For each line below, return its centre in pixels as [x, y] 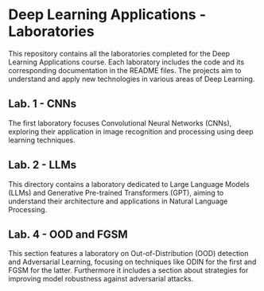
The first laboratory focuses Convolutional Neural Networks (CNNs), [120, 123]
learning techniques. [42, 140]
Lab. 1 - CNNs [43, 104]
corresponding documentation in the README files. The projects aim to [125, 70]
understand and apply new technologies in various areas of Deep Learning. [132, 79]
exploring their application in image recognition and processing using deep [131, 131]
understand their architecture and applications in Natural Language [118, 201]
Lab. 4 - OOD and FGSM [68, 234]
